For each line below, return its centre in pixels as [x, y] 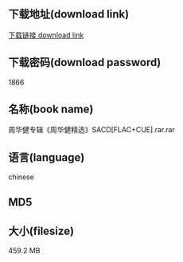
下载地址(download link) [69, 14]
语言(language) [47, 157]
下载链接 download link [46, 35]
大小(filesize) [41, 231]
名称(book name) [51, 109]
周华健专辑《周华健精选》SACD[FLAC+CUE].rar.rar [91, 130]
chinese [21, 177]
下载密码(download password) [85, 63]
